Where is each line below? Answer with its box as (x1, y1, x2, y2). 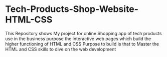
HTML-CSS (5, 14, 53, 25)
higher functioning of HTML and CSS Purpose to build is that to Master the (5, 41, 159, 47)
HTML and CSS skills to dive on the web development (5, 46, 116, 52)
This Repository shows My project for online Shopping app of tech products (5, 30, 162, 36)
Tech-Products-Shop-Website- (5, 3, 139, 15)
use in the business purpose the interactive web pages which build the (5, 36, 151, 42)
